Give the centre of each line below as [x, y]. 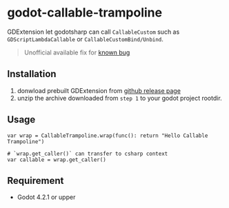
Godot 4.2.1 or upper [46, 197]
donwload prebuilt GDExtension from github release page [99, 90]
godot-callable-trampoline [85, 13]
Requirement [36, 180]
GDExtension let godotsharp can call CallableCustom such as [93, 32]
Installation [32, 74]
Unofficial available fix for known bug [77, 52]
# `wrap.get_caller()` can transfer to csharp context [88, 154]
